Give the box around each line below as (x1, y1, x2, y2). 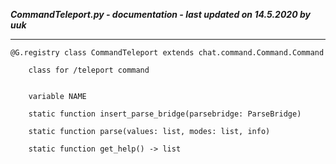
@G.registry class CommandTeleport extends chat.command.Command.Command (10, 48, 325, 58)
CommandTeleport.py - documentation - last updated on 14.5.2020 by (10, 9, 311, 20)
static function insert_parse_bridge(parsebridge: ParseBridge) (28, 109, 302, 119)
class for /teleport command (28, 65, 150, 75)
